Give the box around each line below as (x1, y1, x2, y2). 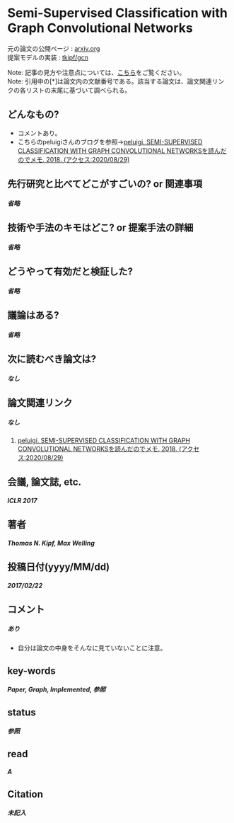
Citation (7, 788, 44, 800)
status (7, 706, 37, 718)
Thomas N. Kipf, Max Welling (7, 539, 95, 547)
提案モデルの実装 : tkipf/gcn (7, 53, 88, 62)
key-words (7, 664, 56, 677)
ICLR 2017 (7, 497, 37, 505)
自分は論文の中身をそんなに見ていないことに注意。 (17, 644, 167, 652)
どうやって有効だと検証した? (7, 265, 133, 277)
